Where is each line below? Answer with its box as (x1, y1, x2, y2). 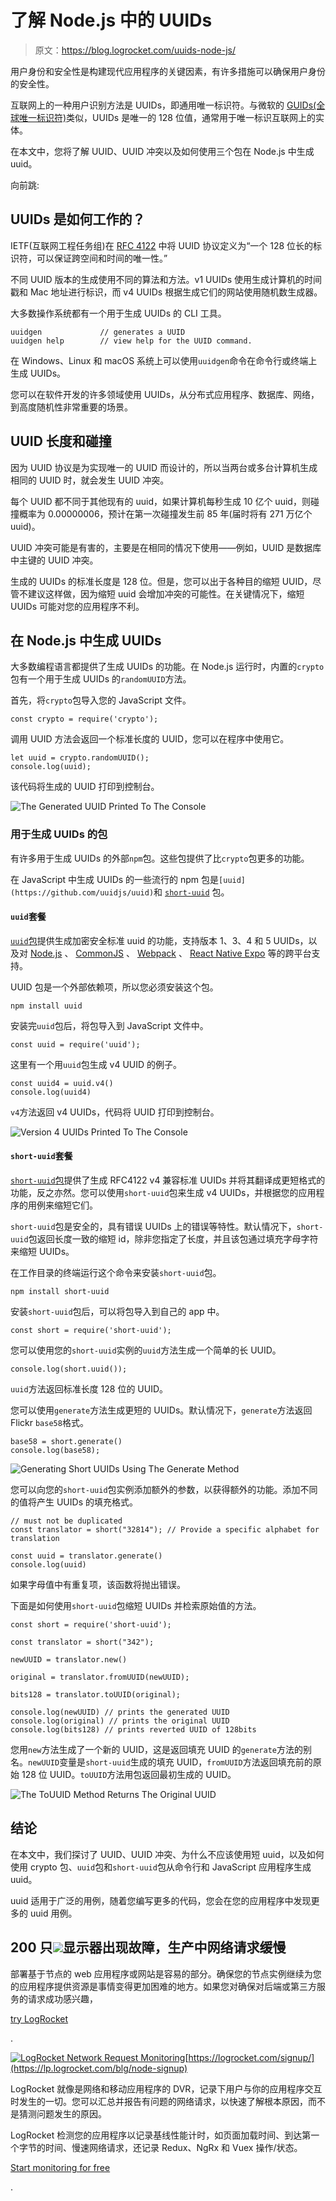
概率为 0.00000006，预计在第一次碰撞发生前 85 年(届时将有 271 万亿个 (18, 507, 313, 520)
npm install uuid (10, 1001, 83, 1011)
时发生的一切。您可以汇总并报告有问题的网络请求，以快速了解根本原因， (10, 2095, 308, 2107)
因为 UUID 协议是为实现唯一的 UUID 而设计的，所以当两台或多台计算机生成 (10, 461, 318, 473)
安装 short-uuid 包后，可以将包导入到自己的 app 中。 (10, 1306, 225, 1318)
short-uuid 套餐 (10, 1150, 73, 1162)
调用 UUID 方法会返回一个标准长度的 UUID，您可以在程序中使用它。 (10, 733, 290, 745)
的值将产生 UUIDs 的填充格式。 (10, 1496, 138, 1508)
